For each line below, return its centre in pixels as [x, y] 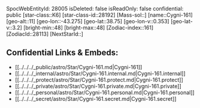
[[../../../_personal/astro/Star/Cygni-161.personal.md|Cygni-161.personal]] [104, 92]
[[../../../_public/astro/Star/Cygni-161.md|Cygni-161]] [78, 67]
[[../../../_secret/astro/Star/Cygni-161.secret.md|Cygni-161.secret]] [96, 98]
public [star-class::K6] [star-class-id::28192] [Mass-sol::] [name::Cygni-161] [99, 15]
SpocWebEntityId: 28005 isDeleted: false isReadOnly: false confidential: [95, 9]
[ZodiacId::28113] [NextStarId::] [45, 34]
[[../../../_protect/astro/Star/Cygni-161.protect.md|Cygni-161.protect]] [99, 79]
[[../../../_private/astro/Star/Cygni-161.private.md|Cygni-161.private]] [98, 86]
